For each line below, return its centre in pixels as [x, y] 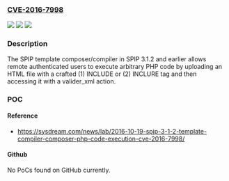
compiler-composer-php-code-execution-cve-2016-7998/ [101, 139]
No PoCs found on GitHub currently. [59, 170]
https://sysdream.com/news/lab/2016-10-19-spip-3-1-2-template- [112, 131]
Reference [23, 116]
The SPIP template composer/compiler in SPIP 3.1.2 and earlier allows [107, 59]
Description [27, 44]
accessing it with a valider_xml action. [62, 81]
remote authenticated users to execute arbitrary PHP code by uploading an [115, 66]
